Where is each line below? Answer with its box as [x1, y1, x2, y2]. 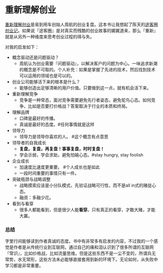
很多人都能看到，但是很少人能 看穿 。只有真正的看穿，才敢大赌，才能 [19, 207, 156, 213]
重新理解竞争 [12, 91, 38, 97]
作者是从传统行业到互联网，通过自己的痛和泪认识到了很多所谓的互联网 [13, 244, 154, 250]
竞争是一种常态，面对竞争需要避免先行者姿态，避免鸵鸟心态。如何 [19, 97, 151, 103]
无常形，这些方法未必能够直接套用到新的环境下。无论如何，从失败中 [21, 256, 158, 262]
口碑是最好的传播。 [19, 115, 58, 121]
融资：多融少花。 [19, 195, 54, 200]
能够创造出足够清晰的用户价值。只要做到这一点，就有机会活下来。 [19, 85, 151, 91]
